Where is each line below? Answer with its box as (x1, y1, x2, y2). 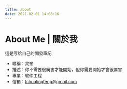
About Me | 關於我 (5, 34, 78, 45)
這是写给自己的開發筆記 (5, 51, 52, 56)
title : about (5, 7, 31, 12)
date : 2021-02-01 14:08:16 (5, 12, 59, 16)
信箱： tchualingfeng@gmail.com (12, 79, 77, 85)
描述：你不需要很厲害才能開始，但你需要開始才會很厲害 (12, 67, 122, 73)
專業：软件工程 (12, 73, 42, 78)
